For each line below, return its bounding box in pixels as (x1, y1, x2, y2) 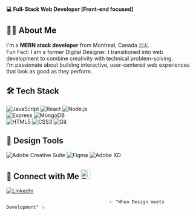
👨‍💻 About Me (6, 25, 57, 36)
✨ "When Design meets (109, 199, 165, 205)
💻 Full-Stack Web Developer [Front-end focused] (6, 5, 134, 13)
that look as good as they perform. (6, 67, 93, 75)
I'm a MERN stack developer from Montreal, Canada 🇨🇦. (6, 41, 150, 49)
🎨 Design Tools (6, 136, 64, 146)
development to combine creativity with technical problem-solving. (6, 55, 174, 62)
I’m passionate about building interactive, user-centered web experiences (6, 61, 190, 69)
